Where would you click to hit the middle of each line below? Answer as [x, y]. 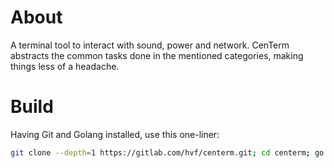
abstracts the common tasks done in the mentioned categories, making [157, 55]
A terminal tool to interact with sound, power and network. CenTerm [150, 45]
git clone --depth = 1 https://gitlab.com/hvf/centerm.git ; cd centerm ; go [167, 152]
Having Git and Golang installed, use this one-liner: [115, 134]
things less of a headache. [65, 66]
